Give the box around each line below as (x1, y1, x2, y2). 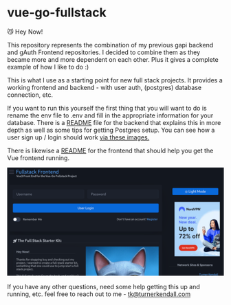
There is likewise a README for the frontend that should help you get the (7, 146, 214, 155)
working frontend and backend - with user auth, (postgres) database (7, 83, 201, 91)
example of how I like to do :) (7, 63, 89, 71)
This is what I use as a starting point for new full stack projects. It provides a (7, 76, 223, 84)
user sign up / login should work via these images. (7, 133, 150, 142)
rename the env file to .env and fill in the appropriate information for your (7, 111, 214, 120)
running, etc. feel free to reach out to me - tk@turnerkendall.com (7, 290, 191, 298)
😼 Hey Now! (7, 27, 43, 36)
